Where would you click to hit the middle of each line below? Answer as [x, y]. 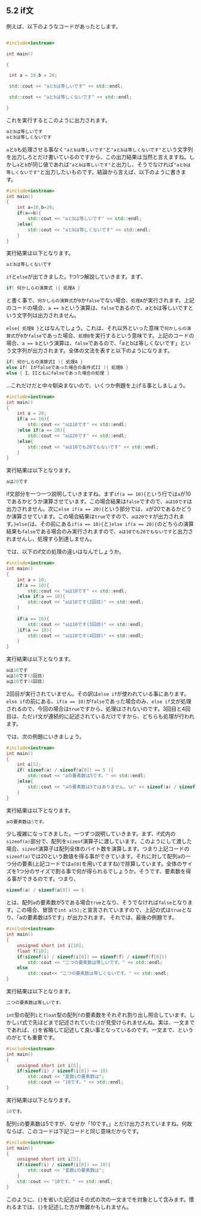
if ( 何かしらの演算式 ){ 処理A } [43, 288]
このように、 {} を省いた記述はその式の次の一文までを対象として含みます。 [98, 1199]
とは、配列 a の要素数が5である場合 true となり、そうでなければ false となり [97, 903]
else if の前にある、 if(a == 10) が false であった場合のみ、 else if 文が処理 [99, 701]
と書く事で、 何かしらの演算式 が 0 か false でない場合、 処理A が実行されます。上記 [100, 300]
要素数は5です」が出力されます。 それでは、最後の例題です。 [102, 918]
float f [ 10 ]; [33, 951]
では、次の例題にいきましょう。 [45, 736]
